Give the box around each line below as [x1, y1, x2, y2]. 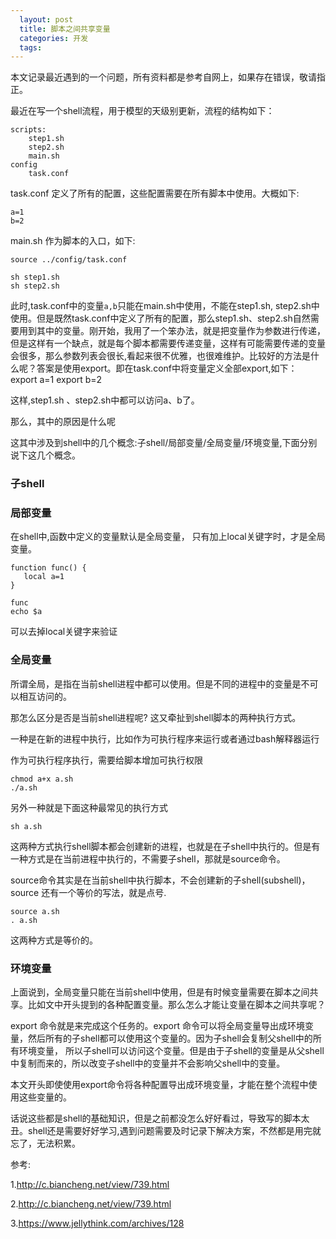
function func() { [10, 563, 87, 573]
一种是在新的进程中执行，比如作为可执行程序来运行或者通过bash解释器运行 [10, 732, 320, 745]
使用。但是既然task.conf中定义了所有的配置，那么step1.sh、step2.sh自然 [10, 312, 311, 325]
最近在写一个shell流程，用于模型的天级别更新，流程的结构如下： [10, 105, 275, 117]
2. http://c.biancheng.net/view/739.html [10, 1198, 172, 1210]
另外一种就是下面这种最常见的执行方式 [10, 801, 168, 813]
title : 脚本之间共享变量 [19, 24, 111, 34]
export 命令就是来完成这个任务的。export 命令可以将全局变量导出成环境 [10, 1020, 305, 1032]
